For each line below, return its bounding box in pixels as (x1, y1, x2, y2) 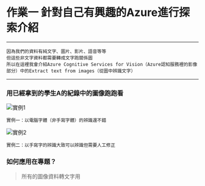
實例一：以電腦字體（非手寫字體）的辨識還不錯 (6, 117, 107, 124)
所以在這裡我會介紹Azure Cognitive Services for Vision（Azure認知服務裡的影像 (6, 61, 198, 67)
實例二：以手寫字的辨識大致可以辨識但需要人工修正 (6, 142, 116, 149)
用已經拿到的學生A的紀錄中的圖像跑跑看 (6, 89, 124, 97)
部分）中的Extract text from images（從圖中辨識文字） (6, 68, 136, 74)
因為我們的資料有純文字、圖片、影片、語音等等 (6, 48, 107, 54)
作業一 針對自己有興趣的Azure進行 (6, 6, 179, 20)
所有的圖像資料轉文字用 (21, 173, 81, 180)
